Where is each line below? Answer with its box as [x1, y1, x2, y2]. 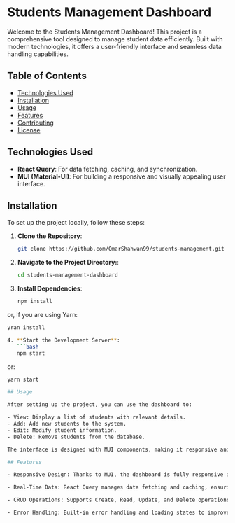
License [17, 125, 41, 134]
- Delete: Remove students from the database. [7, 433, 145, 440]
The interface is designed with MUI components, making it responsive [7, 446, 218, 453]
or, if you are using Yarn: [7, 311, 78, 319]
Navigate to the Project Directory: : [17, 258, 119, 267]
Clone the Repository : [17, 232, 83, 240]
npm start [16, 349, 45, 357]
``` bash [16, 343, 39, 350]
